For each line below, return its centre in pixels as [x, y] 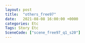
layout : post [19, 10]
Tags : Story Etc [22, 28]
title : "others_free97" [31, 14]
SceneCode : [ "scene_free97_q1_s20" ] [43, 33]
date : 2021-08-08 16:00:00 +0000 [42, 19]
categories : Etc [22, 23]
